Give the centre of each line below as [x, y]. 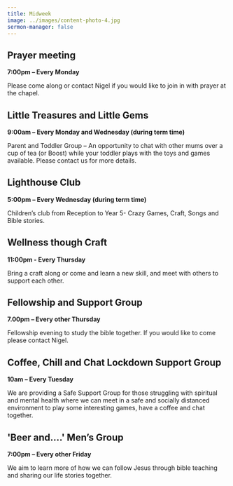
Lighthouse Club [44, 183]
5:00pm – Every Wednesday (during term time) [77, 199]
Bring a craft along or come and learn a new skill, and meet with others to [113, 273]
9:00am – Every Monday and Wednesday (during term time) [96, 132]
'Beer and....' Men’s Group [65, 437]
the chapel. [23, 93]
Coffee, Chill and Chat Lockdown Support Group [114, 362]
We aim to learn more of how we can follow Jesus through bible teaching [113, 468]
